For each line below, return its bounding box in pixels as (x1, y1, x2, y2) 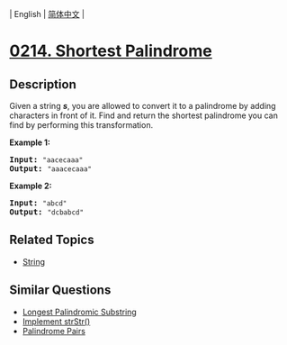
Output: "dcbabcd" (9, 207, 84, 217)
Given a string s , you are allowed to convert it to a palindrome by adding (9, 101, 276, 111)
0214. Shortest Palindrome (9, 41, 213, 61)
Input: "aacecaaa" (9, 155, 84, 165)
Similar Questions (9, 283, 112, 298)
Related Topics (9, 232, 94, 248)
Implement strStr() (22, 315, 91, 327)
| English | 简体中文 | (9, 9, 85, 19)
